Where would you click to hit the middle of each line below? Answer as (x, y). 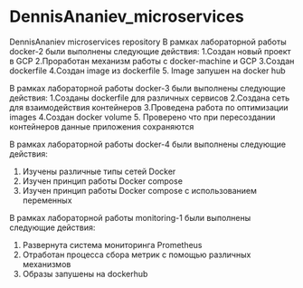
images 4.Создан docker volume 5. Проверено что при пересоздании (142, 117)
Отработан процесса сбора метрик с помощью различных (137, 254)
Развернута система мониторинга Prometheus (112, 245)
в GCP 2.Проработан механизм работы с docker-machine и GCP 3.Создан (152, 61)
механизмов (47, 264)
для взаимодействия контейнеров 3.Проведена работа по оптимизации (149, 107)
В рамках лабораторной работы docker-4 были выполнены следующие (148, 144)
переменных (47, 200)
